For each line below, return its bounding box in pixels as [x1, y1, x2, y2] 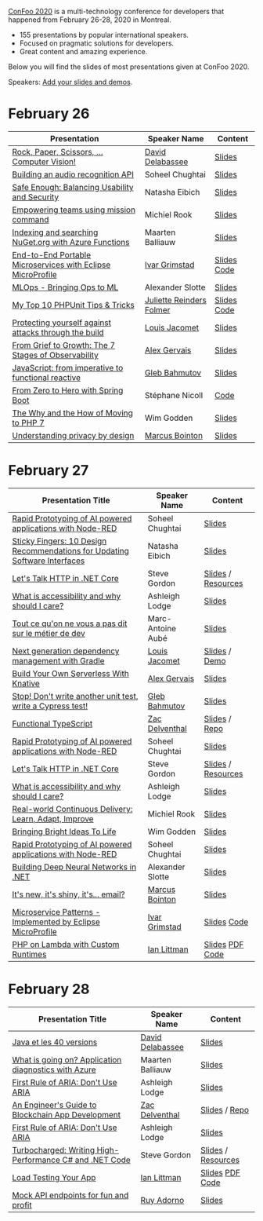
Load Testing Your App [12, 1172, 96, 1183]
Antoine [147, 623, 177, 634]
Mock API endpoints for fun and [12, 1190, 129, 1201]
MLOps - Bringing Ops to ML [12, 282, 119, 293]
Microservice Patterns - [12, 906, 101, 917]
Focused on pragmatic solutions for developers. [19, 38, 175, 48]
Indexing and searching [12, 227, 99, 238]
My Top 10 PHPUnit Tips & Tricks [12, 299, 135, 310]
